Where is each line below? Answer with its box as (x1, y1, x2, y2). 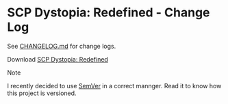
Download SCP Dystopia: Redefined (7, 55, 108, 63)
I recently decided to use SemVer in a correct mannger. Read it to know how (7, 81, 222, 90)
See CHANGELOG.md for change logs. (7, 42, 116, 50)
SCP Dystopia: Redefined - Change (7, 5, 210, 21)
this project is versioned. (7, 89, 77, 97)
